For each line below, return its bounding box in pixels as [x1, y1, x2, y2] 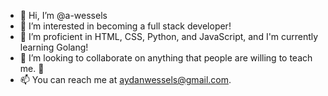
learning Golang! [19, 41, 89, 53]
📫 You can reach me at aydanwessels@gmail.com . [19, 74, 232, 85]
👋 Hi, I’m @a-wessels [19, 10, 108, 21]
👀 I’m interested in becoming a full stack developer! [19, 20, 232, 32]
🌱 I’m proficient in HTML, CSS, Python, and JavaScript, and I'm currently [19, 31, 319, 42]
